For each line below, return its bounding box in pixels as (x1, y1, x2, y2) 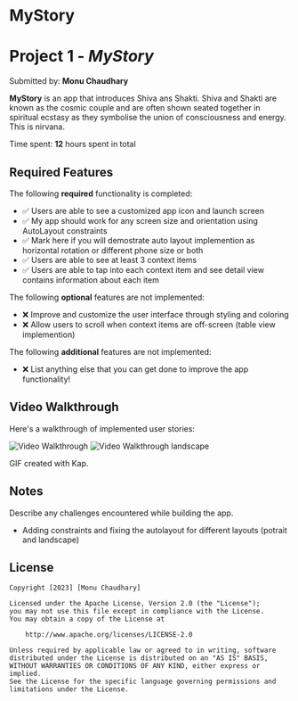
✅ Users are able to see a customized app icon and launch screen (21, 205, 265, 216)
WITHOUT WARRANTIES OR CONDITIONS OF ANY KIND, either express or (9, 662, 261, 671)
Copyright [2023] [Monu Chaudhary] (9, 583, 141, 593)
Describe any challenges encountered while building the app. (9, 507, 234, 518)
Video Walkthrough (9, 400, 119, 415)
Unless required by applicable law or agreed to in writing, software (9, 646, 277, 656)
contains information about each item (21, 274, 160, 285)
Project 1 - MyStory (9, 46, 154, 67)
